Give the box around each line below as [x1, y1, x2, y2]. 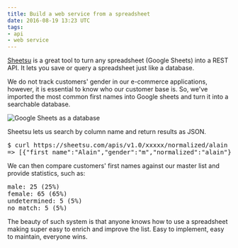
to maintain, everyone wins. [7, 232, 88, 241]
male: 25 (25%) [7, 183, 60, 191]
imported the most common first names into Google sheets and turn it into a [7, 93, 229, 101]
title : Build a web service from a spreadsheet [7, 10, 151, 18]
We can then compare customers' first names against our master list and [7, 162, 220, 170]
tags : [7, 23, 23, 30]
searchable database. [7, 100, 71, 108]
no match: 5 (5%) [7, 204, 67, 213]
